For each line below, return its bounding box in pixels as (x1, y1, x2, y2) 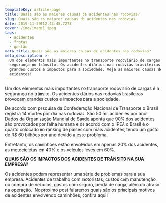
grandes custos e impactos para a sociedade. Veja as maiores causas (9, 67, 156, 72)
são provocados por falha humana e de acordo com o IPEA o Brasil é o (5, 121, 149, 127)
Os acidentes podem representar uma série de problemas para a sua (5, 171, 145, 177)
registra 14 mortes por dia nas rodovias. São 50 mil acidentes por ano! (5, 110, 148, 116)
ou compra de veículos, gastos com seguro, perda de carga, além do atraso (5, 181, 160, 187)
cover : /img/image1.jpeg (5, 26, 56, 31)
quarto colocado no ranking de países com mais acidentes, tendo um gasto (5, 126, 159, 132)
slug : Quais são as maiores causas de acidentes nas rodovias (5, 16, 136, 21)
